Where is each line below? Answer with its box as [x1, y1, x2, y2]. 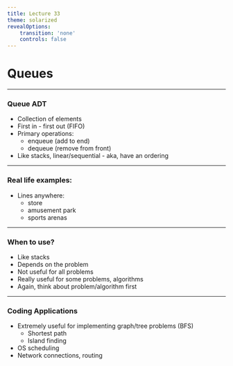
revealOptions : [7, 23, 51, 30]
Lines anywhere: [17, 191, 64, 200]
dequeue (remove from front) [27, 144, 112, 152]
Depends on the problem [17, 260, 89, 268]
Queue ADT [7, 98, 47, 108]
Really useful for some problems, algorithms [17, 274, 144, 283]
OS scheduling [17, 344, 60, 352]
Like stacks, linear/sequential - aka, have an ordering [17, 152, 169, 160]
